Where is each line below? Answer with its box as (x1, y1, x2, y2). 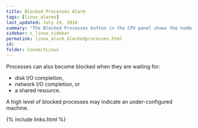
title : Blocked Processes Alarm (6, 8, 85, 15)
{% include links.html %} (6, 116, 66, 123)
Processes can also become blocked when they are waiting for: (6, 63, 160, 70)
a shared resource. (14, 86, 61, 94)
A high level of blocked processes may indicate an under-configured (6, 98, 173, 105)
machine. (6, 104, 29, 112)
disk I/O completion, (14, 74, 64, 81)
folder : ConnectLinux (6, 47, 60, 53)
